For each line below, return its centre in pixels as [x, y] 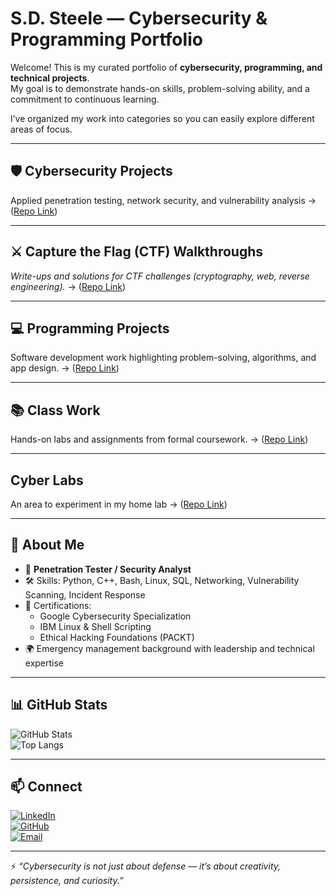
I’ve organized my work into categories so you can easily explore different [162, 118]
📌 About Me [47, 545]
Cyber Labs [47, 480]
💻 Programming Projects [90, 328]
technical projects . [50, 78]
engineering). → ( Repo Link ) [68, 286]
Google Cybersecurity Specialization [115, 616]
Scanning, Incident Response [85, 594]
